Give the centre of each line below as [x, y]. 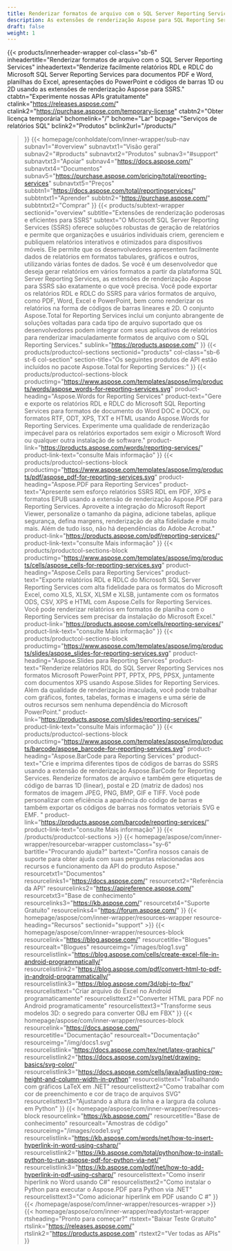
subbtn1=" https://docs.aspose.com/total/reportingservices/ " [110, 191]
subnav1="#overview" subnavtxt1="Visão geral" [92, 147]
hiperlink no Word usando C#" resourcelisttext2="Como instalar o [118, 1182]
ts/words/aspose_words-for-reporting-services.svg [97, 389]
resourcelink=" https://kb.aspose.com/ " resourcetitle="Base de [130, 1116]
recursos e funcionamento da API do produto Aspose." [102, 866]
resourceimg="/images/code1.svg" [74, 1131]
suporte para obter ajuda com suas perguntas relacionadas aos [114, 859]
